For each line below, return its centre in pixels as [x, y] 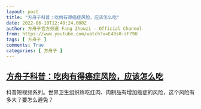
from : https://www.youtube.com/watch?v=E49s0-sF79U [72, 34]
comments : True [25, 46]
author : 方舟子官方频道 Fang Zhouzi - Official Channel [74, 28]
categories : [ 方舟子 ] [34, 51]
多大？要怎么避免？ [30, 99]
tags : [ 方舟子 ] [26, 40]
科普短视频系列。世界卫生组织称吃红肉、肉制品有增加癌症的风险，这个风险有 [100, 92]
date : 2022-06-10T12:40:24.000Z [46, 23]
